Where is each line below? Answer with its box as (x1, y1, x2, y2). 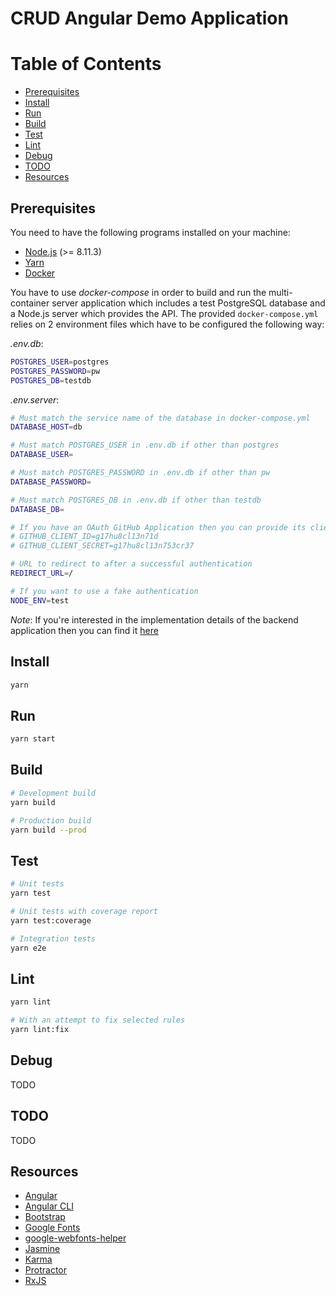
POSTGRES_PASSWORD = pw (10, 366, 101, 376)
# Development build (10, 788, 97, 798)
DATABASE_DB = (10, 504, 65, 514)
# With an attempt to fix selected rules (10, 1015, 186, 1026)
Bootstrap (24, 1211, 66, 1223)
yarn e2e (10, 943, 47, 953)
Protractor (24, 1264, 67, 1276)
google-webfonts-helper (24, 1232, 127, 1244)
